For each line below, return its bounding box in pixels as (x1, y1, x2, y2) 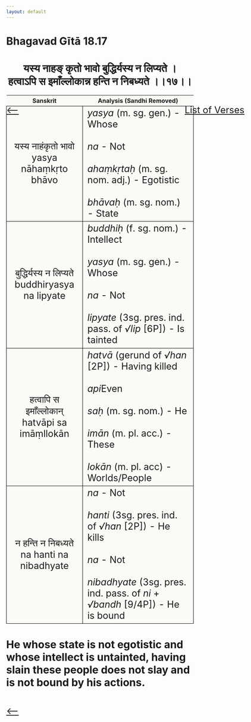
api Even (87, 382, 123, 395)
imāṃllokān (20, 427, 70, 439)
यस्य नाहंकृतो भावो (14, 140, 75, 152)
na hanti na (20, 548, 69, 560)
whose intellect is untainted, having (6, 651, 186, 664)
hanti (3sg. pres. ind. (87, 510, 178, 521)
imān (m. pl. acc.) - (87, 427, 172, 439)
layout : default (6, 8, 46, 15)
